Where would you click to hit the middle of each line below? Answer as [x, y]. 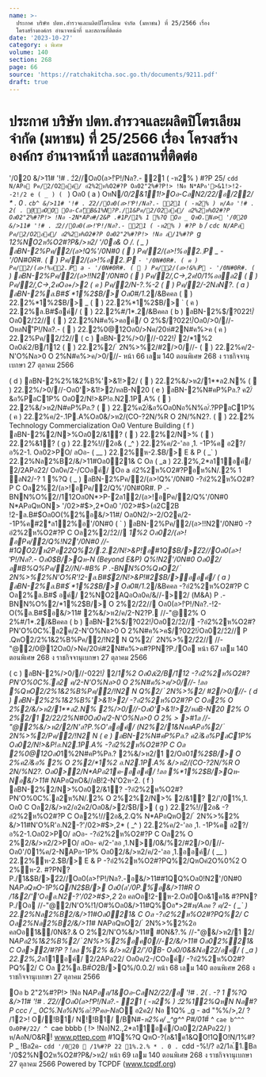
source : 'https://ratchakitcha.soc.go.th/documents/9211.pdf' [114, 75]
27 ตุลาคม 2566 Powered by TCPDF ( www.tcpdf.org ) [93, 1064]
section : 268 [30, 60]
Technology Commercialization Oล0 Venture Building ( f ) [102, 426]
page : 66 [23, 67]
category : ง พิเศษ [36, 45]
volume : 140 [28, 52]
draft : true [28, 82]
